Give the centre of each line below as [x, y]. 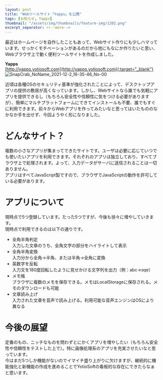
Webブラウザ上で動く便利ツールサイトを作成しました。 [61, 54]
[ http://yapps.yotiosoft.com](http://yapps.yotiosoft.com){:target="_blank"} [79, 69]
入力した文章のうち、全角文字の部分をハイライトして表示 [69, 245]
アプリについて [35, 203]
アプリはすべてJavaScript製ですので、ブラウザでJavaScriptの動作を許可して [81, 175]
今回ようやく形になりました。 [73, 115]
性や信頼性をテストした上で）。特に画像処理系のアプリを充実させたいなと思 [81, 348]
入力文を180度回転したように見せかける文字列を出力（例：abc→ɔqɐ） [82, 270]
